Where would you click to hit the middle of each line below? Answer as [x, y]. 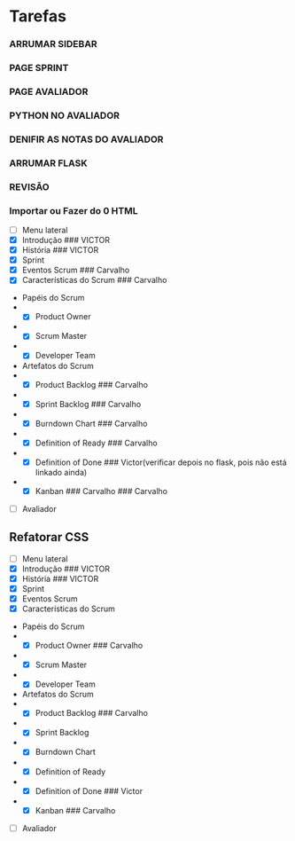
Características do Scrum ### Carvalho [94, 280]
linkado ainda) [61, 472]
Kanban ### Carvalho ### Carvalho [101, 491]
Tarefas [38, 16]
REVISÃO [30, 186]
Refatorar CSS [49, 537]
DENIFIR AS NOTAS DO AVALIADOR [86, 139]
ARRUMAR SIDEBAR [53, 44]
